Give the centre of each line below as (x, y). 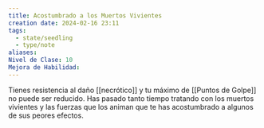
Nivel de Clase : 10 (41, 60)
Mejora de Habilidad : (44, 68)
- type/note (35, 45)
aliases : (23, 52)
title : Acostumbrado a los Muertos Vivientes (85, 16)
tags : (17, 30)
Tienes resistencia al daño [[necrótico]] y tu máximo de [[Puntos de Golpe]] (132, 90)
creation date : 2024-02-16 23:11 (64, 23)
